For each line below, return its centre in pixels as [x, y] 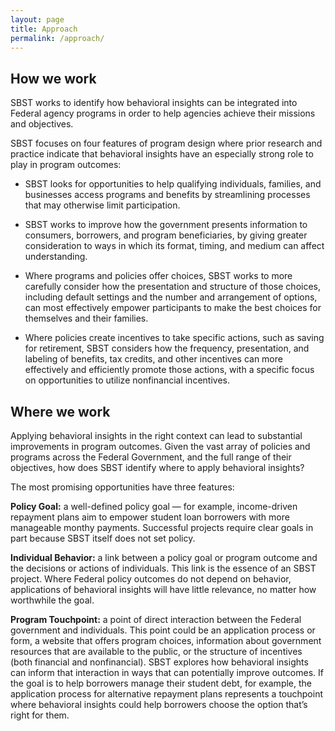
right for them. [40, 715]
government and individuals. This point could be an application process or [163, 630]
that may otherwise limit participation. [102, 205]
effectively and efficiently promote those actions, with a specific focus [169, 370]
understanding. [56, 257]
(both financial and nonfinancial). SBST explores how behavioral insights [159, 662]
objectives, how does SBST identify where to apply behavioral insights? [157, 467]
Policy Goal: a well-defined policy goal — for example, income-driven [154, 506]
